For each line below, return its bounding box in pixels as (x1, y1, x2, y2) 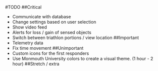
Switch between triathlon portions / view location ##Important (12, 35, 139, 40)
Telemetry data (12, 40, 44, 46)
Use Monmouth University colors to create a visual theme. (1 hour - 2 (12, 56, 154, 61)
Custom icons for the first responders (12, 50, 89, 56)
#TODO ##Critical (5, 4, 42, 10)
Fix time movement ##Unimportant (12, 45, 84, 51)
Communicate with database (12, 14, 71, 19)
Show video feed (12, 24, 47, 30)
